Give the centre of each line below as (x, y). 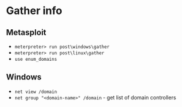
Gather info (34, 11)
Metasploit (26, 32)
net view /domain (36, 92)
